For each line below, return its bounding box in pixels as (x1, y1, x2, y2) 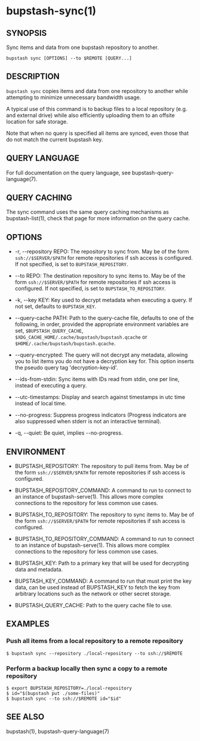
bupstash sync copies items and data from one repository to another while (6, 87, 188, 94)
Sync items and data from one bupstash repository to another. (6, 44, 159, 51)
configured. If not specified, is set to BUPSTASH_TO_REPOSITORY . (14, 285, 166, 292)
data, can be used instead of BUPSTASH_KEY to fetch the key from (14, 584, 180, 591)
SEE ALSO (6, 712, 45, 722)
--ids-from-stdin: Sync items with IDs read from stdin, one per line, (14, 376, 180, 383)
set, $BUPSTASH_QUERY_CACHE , (14, 327, 84, 334)
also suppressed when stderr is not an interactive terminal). (14, 418, 162, 425)
